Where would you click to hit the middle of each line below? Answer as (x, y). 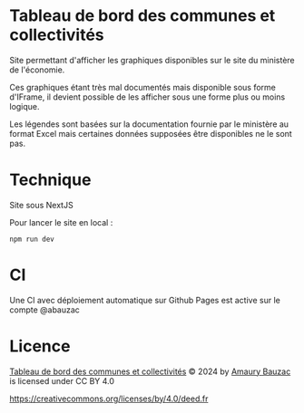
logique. (25, 106)
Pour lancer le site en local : (61, 222)
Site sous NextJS (42, 205)
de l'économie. (37, 70)
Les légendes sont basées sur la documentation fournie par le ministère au (149, 124)
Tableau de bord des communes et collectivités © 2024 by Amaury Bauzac (150, 371)
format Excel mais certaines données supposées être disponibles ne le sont (151, 133)
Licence (40, 346)
